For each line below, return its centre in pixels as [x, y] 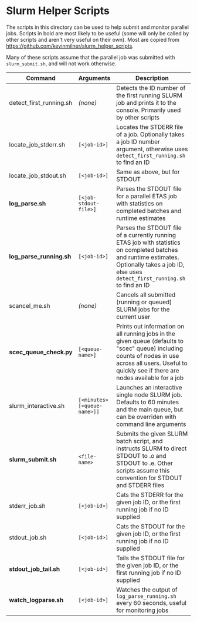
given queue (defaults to [150, 341]
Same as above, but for [148, 172]
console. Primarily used [149, 110]
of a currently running [146, 235]
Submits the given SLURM [152, 434]
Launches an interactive [149, 387]
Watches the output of [147, 590]
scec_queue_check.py [41, 352]
